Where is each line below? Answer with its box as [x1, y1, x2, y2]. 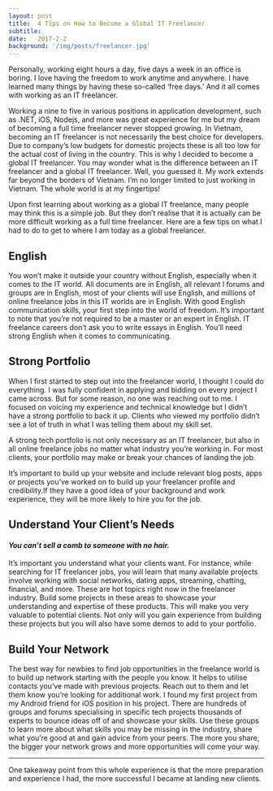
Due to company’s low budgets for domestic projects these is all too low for [8, 141, 261, 150]
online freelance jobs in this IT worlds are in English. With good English [8, 296, 245, 306]
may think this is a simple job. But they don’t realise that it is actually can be [8, 208, 262, 218]
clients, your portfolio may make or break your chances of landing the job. [8, 452, 256, 462]
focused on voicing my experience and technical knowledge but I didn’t [8, 402, 248, 411]
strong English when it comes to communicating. [8, 331, 172, 341]
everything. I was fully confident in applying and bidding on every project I [8, 385, 258, 394]
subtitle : [8, 27, 42, 35]
